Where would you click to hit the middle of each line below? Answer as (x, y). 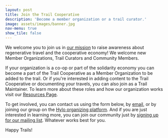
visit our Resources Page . (32, 94)
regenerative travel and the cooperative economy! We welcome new (76, 53)
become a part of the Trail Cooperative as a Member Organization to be (79, 73)
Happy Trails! (19, 130)
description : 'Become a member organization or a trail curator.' (76, 19)
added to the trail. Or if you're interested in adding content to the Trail (77, 79)
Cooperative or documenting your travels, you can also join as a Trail (76, 84)
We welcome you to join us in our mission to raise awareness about (75, 47)
